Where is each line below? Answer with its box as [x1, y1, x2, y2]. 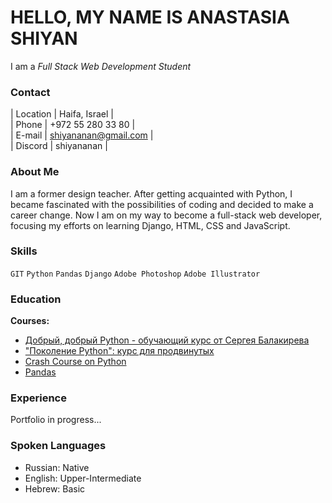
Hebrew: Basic [24, 482, 86, 495]
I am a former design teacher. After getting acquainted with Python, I [10, 187, 293, 200]
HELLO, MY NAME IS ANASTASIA [10, 6, 290, 29]
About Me [10, 165, 60, 179]
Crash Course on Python [24, 356, 127, 368]
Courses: [10, 315, 50, 327]
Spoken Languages [10, 439, 107, 453]
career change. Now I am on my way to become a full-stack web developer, [10, 209, 323, 221]
